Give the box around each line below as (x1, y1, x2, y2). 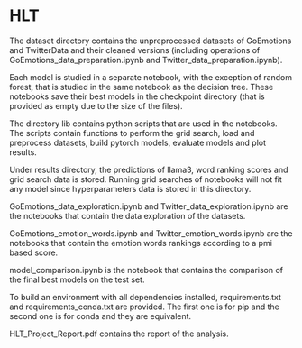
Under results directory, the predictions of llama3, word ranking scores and (9, 164, 288, 175)
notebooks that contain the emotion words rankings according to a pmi (9, 237, 273, 248)
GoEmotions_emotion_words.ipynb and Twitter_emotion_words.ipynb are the (9, 227, 293, 239)
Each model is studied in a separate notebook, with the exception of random (9, 71, 293, 82)
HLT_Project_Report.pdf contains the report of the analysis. (9, 328, 230, 339)
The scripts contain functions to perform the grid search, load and (9, 127, 255, 138)
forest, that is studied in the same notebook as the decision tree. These (9, 81, 274, 92)
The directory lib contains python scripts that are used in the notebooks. (9, 118, 278, 129)
